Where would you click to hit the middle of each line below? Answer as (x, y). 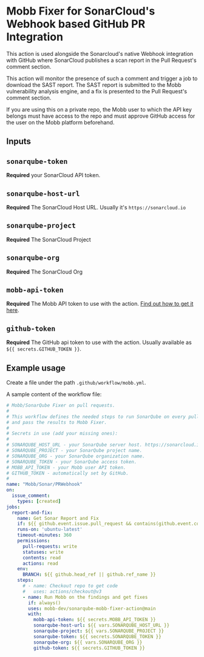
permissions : (34, 541)
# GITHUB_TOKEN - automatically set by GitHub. (68, 473)
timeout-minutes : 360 (44, 535)
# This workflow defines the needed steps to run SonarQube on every (96, 417)
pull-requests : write (50, 546)
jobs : (13, 507)
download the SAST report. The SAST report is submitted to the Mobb (94, 85)
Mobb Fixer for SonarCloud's (81, 11)
